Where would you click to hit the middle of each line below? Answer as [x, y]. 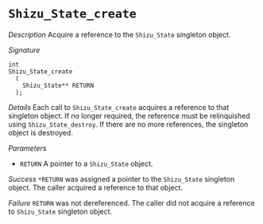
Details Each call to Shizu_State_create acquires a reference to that [119, 107]
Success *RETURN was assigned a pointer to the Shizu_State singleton [122, 179]
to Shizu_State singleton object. [60, 211]
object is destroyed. [41, 132]
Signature [24, 49]
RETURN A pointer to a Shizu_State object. [86, 163]
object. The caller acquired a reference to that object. [96, 187]
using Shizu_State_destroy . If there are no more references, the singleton [128, 124]
